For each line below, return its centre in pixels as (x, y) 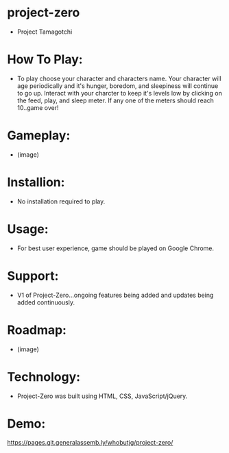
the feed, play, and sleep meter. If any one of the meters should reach (116, 100)
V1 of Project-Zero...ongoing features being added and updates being (115, 295)
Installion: (36, 182)
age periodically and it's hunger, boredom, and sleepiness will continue (118, 86)
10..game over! (38, 107)
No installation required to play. (61, 201)
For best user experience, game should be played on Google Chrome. (116, 248)
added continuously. (46, 302)
